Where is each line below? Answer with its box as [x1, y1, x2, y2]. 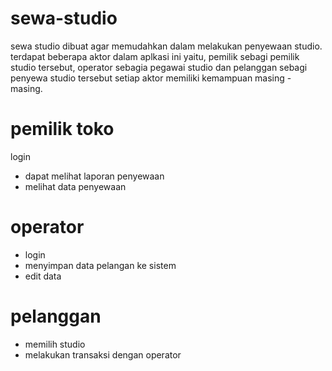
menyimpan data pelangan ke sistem [24, 259, 177, 271]
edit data [24, 270, 62, 282]
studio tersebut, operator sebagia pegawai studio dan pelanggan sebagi [10, 61, 308, 73]
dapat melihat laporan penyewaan [24, 170, 165, 182]
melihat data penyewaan [24, 180, 127, 192]
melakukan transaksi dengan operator [24, 348, 182, 361]
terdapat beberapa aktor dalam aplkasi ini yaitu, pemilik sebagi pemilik [10, 50, 300, 62]
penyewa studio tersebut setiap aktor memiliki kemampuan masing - [10, 72, 292, 84]
